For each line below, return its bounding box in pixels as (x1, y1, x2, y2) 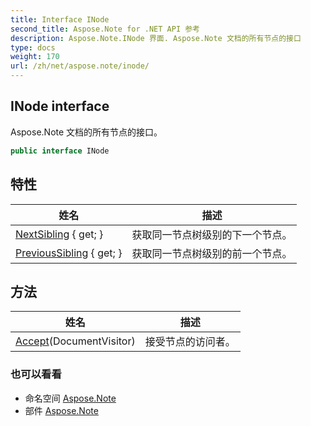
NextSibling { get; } (15, 227, 104, 241)
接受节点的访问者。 (144, 335, 236, 349)
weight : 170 (10, 52, 60, 62)
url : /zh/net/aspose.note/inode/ (10, 61, 150, 71)
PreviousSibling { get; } (15, 246, 123, 260)
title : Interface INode (10, 14, 110, 25)
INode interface (10, 98, 110, 115)
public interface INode (10, 146, 110, 156)
